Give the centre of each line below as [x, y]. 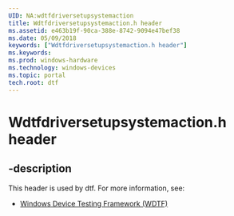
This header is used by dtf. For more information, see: [97, 188]
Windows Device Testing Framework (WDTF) [94, 203]
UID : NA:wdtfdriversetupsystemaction [71, 16]
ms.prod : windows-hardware [53, 61]
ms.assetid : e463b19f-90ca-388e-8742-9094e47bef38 [94, 30]
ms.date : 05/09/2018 [43, 38]
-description [40, 169]
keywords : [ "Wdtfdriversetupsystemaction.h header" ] [98, 46]
